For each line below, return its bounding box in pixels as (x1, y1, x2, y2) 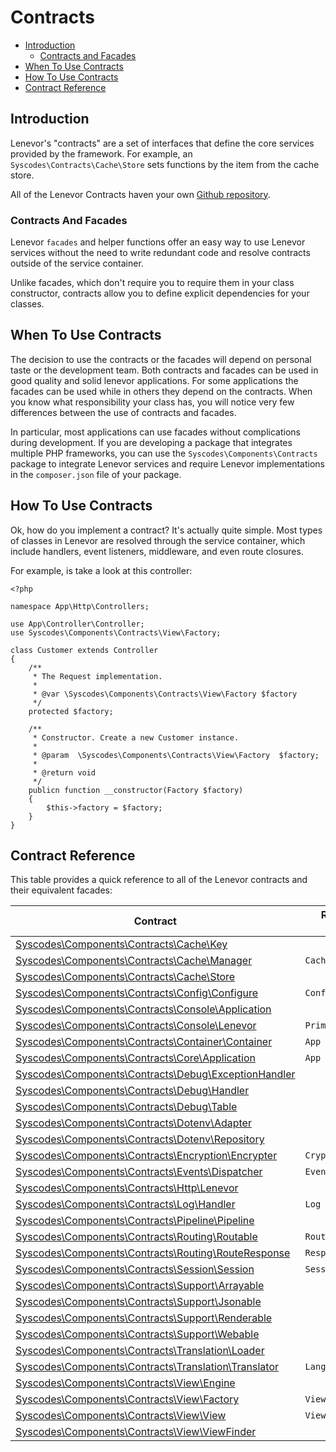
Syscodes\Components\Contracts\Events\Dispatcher (15, 1165, 263, 1179)
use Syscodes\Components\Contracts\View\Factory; (10, 627, 222, 638)
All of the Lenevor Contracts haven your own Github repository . (10, 188, 271, 200)
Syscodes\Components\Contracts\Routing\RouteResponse (15, 1246, 291, 1260)
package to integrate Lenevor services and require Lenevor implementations (10, 457, 325, 470)
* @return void (32, 767, 97, 778)
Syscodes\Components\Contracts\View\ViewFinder (15, 1425, 257, 1439)
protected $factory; (28, 706, 114, 716)
